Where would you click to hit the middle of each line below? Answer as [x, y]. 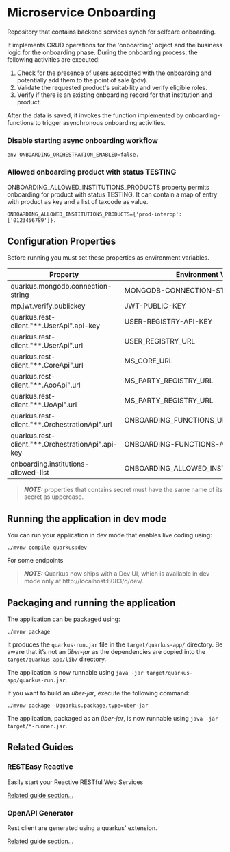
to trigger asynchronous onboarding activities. [100, 122]
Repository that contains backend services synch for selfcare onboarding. [112, 32]
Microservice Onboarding [81, 13]
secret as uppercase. [54, 497]
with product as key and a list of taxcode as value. [78, 201]
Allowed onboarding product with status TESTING [92, 172]
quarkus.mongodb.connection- [61, 287]
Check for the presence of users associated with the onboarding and [114, 73]
